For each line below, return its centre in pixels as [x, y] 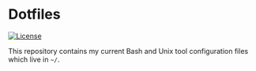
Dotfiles [34, 14]
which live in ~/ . [34, 59]
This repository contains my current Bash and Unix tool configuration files [128, 51]
